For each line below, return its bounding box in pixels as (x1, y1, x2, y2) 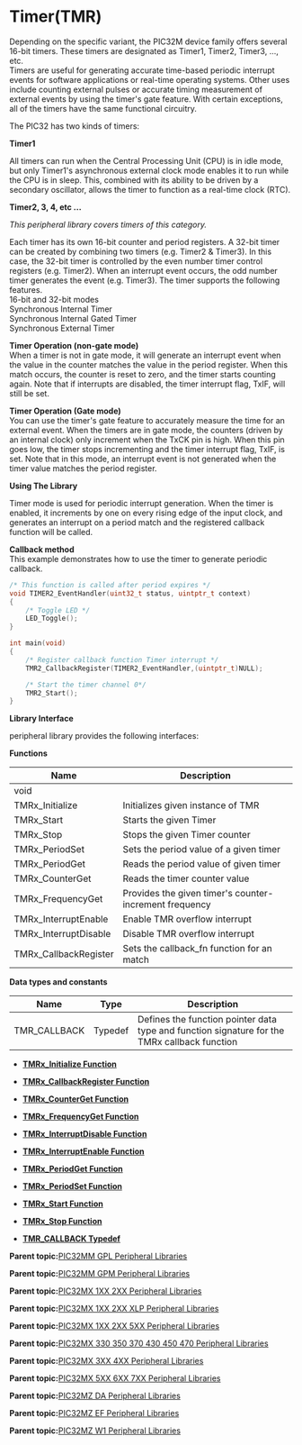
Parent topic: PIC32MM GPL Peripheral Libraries (9, 1250, 188, 1262)
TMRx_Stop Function (22, 1216, 102, 1227)
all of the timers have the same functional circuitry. (9, 103, 198, 114)
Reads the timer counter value (122, 872, 250, 885)
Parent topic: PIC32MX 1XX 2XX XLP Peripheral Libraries (9, 1304, 219, 1314)
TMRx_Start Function (22, 1198, 103, 1209)
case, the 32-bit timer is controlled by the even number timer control (9, 255, 263, 267)
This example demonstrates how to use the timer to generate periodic (9, 553, 268, 564)
